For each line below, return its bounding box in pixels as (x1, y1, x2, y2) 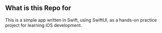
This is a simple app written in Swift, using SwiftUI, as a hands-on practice (5, 17, 158, 23)
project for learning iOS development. (5, 22, 82, 28)
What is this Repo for (5, 4, 71, 12)
